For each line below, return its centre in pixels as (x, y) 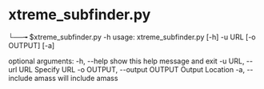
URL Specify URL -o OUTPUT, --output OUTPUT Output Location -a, (132, 69)
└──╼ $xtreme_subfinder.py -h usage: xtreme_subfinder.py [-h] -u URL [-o (132, 37)
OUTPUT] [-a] (32, 45)
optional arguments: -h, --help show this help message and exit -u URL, (126, 61)
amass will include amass (76, 78)
